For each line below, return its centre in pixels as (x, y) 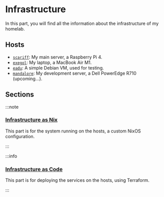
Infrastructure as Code (34, 169)
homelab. (15, 28)
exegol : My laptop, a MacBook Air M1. (52, 62)
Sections (20, 95)
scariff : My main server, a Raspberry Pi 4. (58, 57)
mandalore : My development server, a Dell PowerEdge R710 (74, 73)
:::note (12, 107)
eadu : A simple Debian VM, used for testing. (58, 68)
